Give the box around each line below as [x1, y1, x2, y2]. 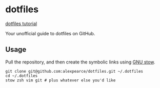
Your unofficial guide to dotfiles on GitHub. [5, 30, 95, 36]
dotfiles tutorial [5, 20, 37, 27]
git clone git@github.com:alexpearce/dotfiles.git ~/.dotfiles [5, 69, 144, 74]
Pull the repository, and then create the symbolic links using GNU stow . [5, 59, 155, 65]
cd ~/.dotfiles [5, 73, 38, 78]
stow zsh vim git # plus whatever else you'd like [5, 78, 116, 83]
